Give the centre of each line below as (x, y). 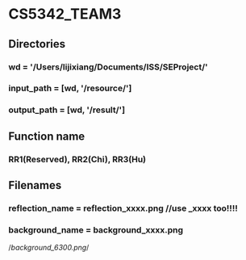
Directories (37, 44)
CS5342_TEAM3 (65, 14)
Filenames (35, 185)
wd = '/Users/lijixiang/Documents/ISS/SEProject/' (108, 67)
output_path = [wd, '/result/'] (67, 110)
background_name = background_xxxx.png (96, 229)
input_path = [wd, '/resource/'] (70, 88)
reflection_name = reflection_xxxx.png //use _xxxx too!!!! (123, 208)
